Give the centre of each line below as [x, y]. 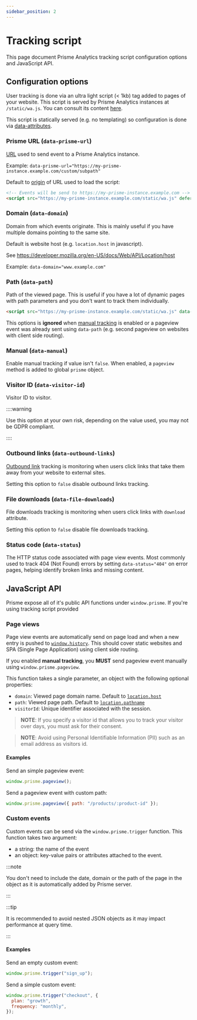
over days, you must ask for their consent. [71, 726]
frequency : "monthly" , [39, 1006]
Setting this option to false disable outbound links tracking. [78, 484]
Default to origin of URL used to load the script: [63, 182]
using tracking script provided [43, 609]
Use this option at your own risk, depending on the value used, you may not [97, 421]
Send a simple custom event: [41, 984]
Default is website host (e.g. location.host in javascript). [75, 244]
